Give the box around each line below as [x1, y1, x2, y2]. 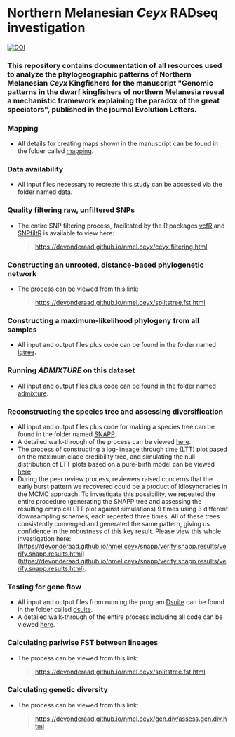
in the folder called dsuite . [17, 606, 93, 614]
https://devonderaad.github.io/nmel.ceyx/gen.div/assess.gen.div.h [34, 715, 227, 723]
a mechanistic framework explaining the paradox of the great [7, 96, 220, 105]
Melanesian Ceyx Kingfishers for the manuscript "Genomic [7, 78, 214, 88]
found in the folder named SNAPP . [17, 430, 117, 438]
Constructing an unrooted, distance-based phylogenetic [7, 260, 205, 270]
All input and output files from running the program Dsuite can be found [17, 598, 224, 606]
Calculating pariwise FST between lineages [7, 638, 159, 648]
